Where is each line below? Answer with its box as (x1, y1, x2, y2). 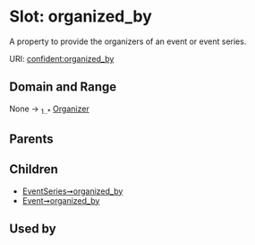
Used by (9, 222, 56, 237)
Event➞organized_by (21, 195, 100, 206)
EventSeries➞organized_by (21, 186, 123, 197)
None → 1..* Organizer (9, 103, 89, 116)
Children (9, 162, 58, 177)
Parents (9, 131, 54, 146)
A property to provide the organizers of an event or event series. (9, 36, 247, 47)
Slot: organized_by (9, 6, 152, 27)
